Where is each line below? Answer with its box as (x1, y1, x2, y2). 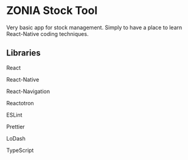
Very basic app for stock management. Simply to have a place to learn (6, 24, 183, 31)
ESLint (6, 111, 23, 119)
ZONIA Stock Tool (6, 4, 98, 18)
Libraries (6, 48, 41, 58)
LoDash (6, 134, 26, 142)
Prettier (6, 123, 26, 130)
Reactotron (6, 99, 35, 106)
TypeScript (6, 147, 34, 154)
